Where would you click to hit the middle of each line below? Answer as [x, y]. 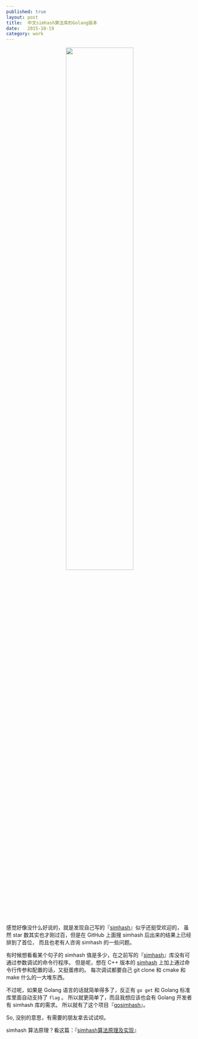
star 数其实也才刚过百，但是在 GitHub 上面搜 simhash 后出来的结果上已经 [102, 935]
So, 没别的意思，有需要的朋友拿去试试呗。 [58, 1018]
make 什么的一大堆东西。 [37, 978]
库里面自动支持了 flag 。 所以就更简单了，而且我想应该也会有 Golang [91, 997]
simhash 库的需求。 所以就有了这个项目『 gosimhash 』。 [81, 1005]
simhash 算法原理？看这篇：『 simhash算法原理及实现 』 [73, 1030]
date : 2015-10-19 [30, 28]
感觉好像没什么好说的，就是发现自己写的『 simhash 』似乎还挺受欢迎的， [94, 928]
